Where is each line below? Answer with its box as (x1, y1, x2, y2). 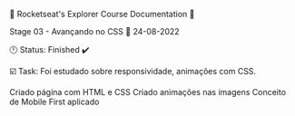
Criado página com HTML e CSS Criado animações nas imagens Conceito (9, 87, 287, 97)
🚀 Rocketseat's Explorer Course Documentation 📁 (9, 9, 195, 19)
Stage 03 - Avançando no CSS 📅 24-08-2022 (9, 26, 180, 36)
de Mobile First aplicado (9, 96, 100, 107)
